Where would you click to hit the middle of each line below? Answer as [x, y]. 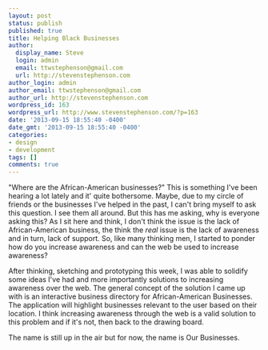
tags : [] [23, 157]
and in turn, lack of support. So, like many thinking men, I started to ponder [132, 239]
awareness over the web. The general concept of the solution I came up [127, 288]
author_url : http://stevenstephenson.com [78, 98]
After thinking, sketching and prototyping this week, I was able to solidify [128, 271]
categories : [28, 135]
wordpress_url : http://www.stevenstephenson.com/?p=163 [103, 113]
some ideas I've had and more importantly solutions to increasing [116, 280]
